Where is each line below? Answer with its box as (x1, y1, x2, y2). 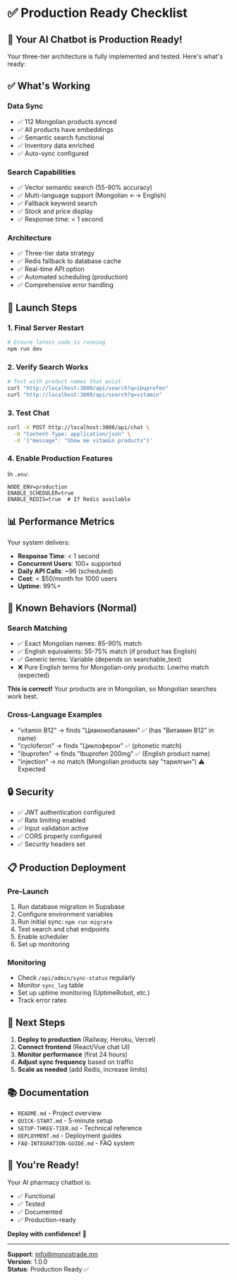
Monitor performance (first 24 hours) (17, 1050, 128, 1059)
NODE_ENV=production (7, 483, 68, 490)
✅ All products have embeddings (17, 125, 114, 133)
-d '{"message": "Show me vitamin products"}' (13, 437, 153, 444)
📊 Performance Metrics (7, 516, 115, 528)
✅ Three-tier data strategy (17, 249, 95, 258)
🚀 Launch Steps (7, 301, 78, 313)
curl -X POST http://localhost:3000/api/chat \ (7, 423, 150, 431)
